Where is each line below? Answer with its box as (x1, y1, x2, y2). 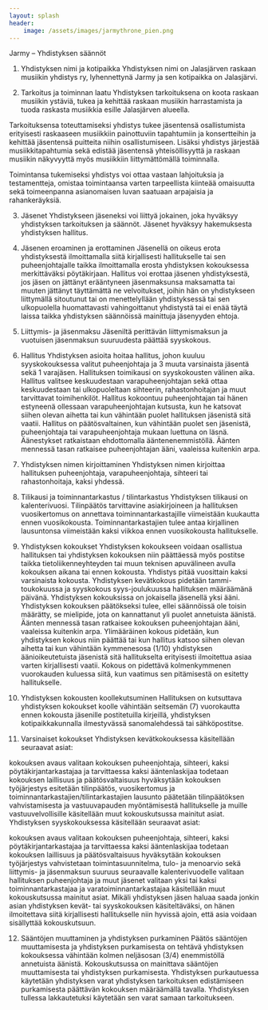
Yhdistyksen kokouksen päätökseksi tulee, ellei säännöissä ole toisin (20, 601, 246, 611)
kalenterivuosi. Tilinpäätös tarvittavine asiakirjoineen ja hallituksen (20, 501, 238, 510)
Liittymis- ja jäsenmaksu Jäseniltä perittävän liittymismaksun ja (20, 327, 228, 337)
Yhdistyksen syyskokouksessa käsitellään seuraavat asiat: (9, 817, 201, 828)
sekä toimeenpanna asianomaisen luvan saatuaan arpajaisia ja (9, 187, 214, 197)
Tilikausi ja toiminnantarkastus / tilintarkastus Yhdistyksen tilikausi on (20, 493, 248, 502)
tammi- (207, 576, 232, 585)
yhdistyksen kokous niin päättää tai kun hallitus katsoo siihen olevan (20, 635, 246, 645)
